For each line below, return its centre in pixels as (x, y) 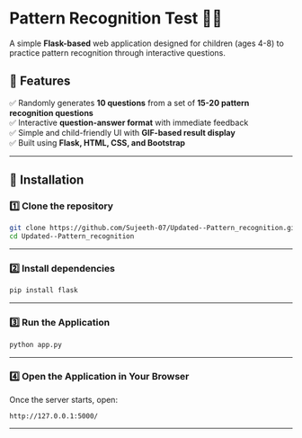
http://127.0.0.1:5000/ (54, 416)
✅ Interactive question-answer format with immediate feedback (129, 122)
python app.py (36, 344)
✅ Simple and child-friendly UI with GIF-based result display (122, 132)
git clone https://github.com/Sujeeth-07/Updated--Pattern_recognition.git (154, 228)
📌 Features (40, 81)
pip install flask (44, 291)
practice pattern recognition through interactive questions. (118, 52)
